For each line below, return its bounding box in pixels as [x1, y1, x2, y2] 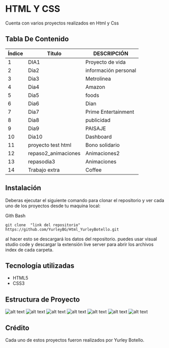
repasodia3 [27, 158, 55, 165]
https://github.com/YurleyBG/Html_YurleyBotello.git [5, 227, 119, 232]
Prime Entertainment [85, 108, 134, 115]
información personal [85, 67, 137, 74]
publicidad [85, 116, 111, 123]
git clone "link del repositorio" [5, 222, 81, 228]
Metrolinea [85, 75, 111, 82]
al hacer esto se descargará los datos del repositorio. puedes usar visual [5, 236, 157, 242]
